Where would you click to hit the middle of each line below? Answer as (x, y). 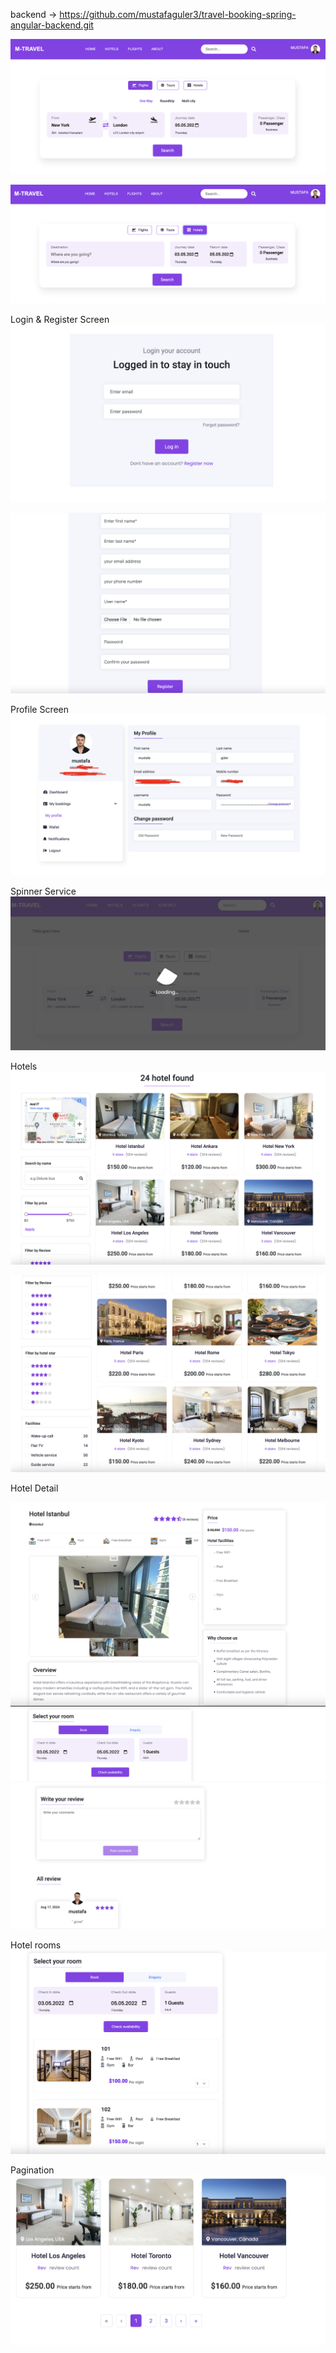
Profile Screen (40, 710)
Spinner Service (43, 891)
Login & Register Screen (60, 320)
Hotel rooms (36, 1945)
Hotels (24, 1066)
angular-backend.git (52, 25)
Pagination (32, 2170)
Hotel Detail (34, 1488)
